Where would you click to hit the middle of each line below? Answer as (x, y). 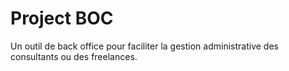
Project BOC (62, 18)
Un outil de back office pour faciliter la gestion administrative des (144, 46)
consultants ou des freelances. (74, 56)
